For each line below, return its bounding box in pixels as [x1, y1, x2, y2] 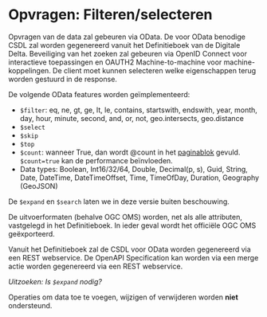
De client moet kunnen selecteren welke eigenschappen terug [53, 65, 257, 75]
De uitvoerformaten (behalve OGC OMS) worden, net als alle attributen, [8, 212, 243, 221]
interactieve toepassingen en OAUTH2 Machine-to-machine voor [8, 57, 222, 67]
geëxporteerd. [8, 229, 56, 238]
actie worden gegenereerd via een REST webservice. [8, 261, 183, 271]
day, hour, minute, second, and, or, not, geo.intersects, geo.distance [19, 113, 245, 123]
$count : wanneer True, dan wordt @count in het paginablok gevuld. [19, 147, 241, 157]
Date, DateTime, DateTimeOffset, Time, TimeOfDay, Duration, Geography [19, 173, 260, 182]
